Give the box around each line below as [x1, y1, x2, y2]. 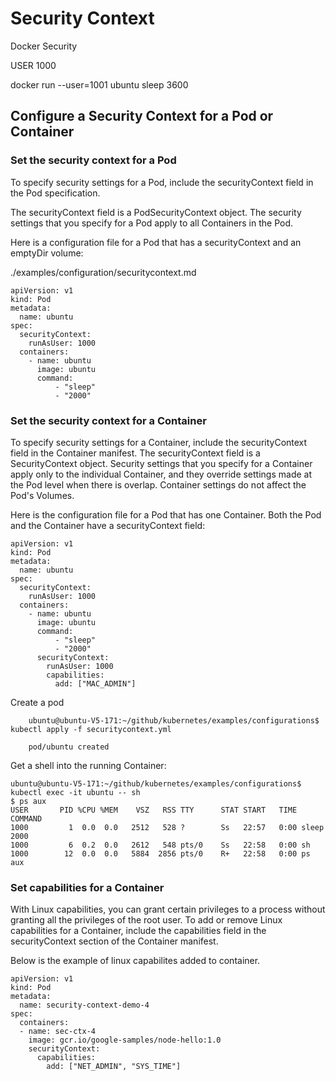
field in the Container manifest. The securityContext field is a [10, 447, 261, 459]
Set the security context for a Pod [10, 153, 177, 167]
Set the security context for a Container [10, 413, 207, 427]
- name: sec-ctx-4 [19, 1027, 97, 1037]
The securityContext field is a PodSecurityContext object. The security [10, 206, 302, 218]
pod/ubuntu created [28, 742, 110, 752]
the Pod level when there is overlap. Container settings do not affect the [10, 478, 307, 491]
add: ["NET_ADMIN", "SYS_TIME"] [46, 1062, 182, 1072]
